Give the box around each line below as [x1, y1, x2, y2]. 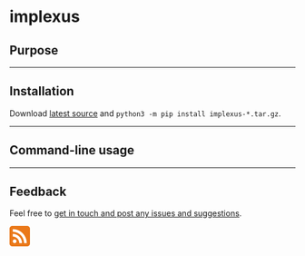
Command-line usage [9, 143, 134, 158]
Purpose [9, 43, 59, 58]
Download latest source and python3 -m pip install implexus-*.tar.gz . [9, 107, 281, 119]
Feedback [9, 184, 67, 200]
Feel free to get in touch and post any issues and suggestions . [9, 208, 242, 219]
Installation [9, 84, 74, 99]
